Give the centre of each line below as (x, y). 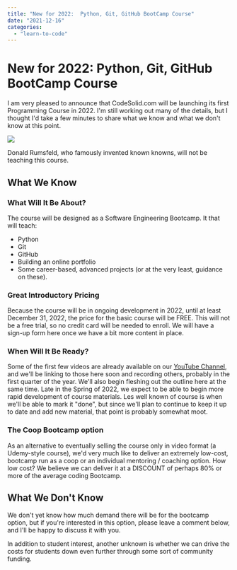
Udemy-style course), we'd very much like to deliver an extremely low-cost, (118, 453)
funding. (19, 559)
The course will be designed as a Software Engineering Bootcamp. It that (114, 218)
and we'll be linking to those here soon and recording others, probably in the (118, 374)
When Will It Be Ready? (48, 351)
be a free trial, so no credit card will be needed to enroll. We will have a (111, 325)
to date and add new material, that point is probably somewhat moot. (108, 412)
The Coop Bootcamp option (56, 430)
